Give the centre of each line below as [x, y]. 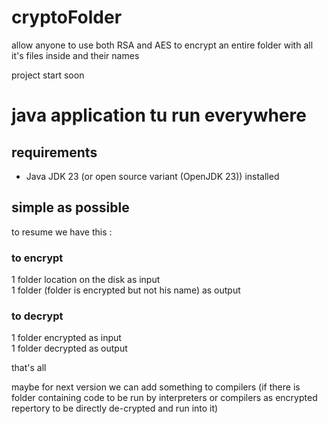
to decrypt [37, 316]
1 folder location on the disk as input [86, 280]
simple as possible [70, 207]
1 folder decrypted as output [69, 348]
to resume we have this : [62, 232]
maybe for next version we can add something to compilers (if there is [156, 387]
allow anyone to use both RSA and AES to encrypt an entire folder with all [162, 45]
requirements [54, 152]
